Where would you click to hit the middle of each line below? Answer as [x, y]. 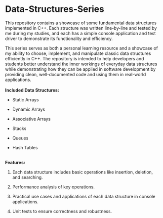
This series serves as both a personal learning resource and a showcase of [81, 48]
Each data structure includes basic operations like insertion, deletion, [82, 172]
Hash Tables [25, 147]
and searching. [27, 177]
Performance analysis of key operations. [53, 187]
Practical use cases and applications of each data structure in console [84, 196]
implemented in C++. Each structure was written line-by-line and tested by [81, 28]
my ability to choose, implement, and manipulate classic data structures [78, 53]
